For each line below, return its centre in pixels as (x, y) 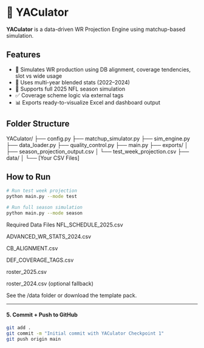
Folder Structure (38, 124)
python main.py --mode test (42, 197)
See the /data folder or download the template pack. (72, 295)
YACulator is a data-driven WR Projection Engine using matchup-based (96, 29)
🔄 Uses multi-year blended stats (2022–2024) (73, 82)
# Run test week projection (42, 191)
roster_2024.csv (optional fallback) (50, 283)
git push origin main (34, 339)
